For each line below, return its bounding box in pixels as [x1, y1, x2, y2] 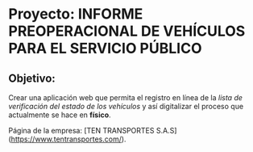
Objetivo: [8, 71, 56, 85]
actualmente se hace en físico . [8, 110, 111, 120]
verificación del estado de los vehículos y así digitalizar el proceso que [8, 102, 244, 111]
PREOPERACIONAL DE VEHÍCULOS [8, 22, 246, 40]
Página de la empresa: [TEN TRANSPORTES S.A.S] [8, 126, 177, 135]
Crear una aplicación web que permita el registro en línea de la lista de [8, 93, 243, 102]
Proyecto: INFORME [8, 5, 143, 23]
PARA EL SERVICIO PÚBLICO [8, 40, 202, 57]
